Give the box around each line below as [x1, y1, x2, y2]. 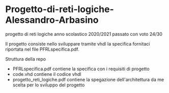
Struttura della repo [5, 56, 46, 62]
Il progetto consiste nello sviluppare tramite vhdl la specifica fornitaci [5, 40, 150, 46]
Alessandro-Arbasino [5, 14, 99, 26]
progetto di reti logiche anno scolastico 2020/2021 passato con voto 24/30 [5, 31, 163, 37]
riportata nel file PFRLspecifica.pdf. [5, 46, 79, 52]
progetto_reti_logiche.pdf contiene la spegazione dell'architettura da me [12, 76, 164, 82]
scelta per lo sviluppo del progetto [12, 82, 85, 88]
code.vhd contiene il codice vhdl [12, 71, 81, 77]
